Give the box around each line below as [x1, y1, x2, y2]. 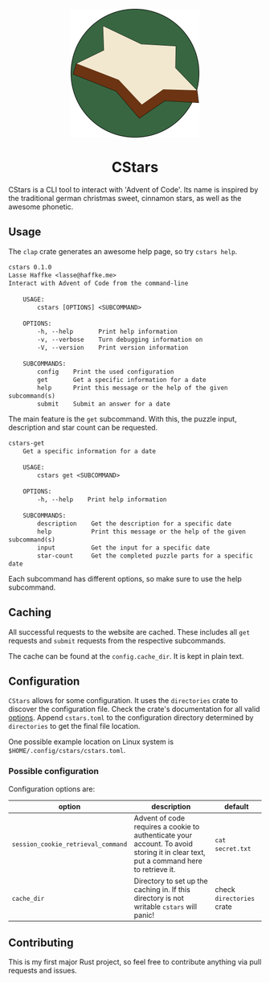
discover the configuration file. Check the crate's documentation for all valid [8, 705, 260, 714]
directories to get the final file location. [8, 722, 141, 731]
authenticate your [133, 830, 193, 841]
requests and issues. [8, 965, 78, 975]
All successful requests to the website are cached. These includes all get [8, 627, 251, 636]
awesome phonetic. [8, 202, 74, 212]
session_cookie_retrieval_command [11, 841, 128, 849]
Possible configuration [8, 766, 99, 777]
